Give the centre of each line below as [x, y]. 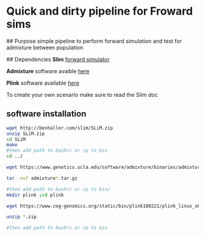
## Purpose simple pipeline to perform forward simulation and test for [94, 41]
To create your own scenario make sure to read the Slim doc [82, 94]
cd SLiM [16, 139]
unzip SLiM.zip [26, 133]
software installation [46, 114]
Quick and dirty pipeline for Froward [100, 11]
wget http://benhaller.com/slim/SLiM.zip [60, 128]
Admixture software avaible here [48, 71]
